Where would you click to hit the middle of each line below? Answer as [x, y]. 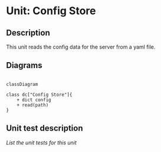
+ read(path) [33, 105]
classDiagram [22, 84]
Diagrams [24, 65]
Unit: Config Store [51, 11]
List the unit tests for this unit [41, 143]
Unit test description [45, 128]
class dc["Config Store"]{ [39, 95]
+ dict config [34, 100]
